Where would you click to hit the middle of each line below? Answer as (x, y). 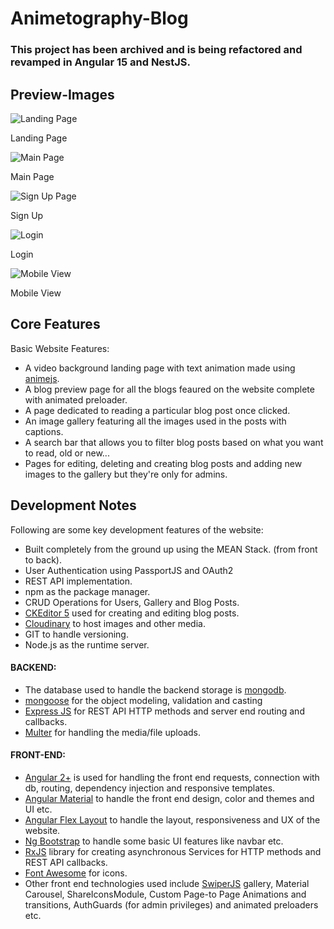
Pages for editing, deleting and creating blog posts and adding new (163, 463)
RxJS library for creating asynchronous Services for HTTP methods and (173, 851)
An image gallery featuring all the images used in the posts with (155, 421)
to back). (43, 559)
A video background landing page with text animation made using (160, 368)
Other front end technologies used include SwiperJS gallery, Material (167, 883)
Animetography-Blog (99, 18)
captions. (44, 431)
